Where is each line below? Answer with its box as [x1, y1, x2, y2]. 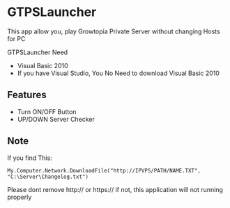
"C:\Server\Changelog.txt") [7, 173, 89, 180]
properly [7, 193, 32, 201]
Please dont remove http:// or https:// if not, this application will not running [7, 185, 223, 193]
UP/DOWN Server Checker [17, 115, 95, 123]
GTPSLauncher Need [7, 48, 68, 56]
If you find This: [7, 154, 52, 162]
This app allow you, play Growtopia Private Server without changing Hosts [7, 27, 221, 35]
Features [7, 89, 47, 101]
